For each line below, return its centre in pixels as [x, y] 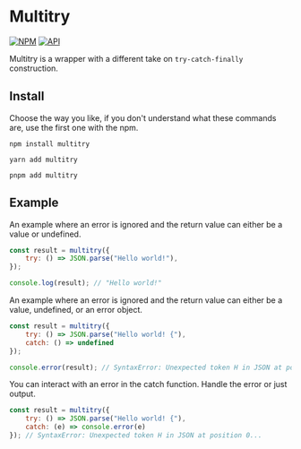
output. [22, 394]
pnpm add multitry [43, 175]
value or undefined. [45, 234]
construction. [34, 68]
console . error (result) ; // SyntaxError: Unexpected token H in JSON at [146, 367]
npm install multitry [50, 144]
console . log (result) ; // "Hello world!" [86, 283]
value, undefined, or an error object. [76, 310]
